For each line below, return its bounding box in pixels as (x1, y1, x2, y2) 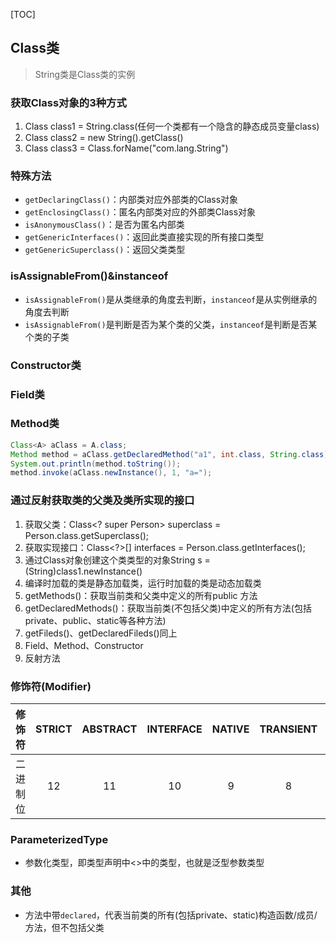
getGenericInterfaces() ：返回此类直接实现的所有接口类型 (24, 231, 265, 243)
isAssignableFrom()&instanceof (10, 269, 169, 283)
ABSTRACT (81, 722, 138, 736)
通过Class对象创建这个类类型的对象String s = (24, 554, 211, 566)
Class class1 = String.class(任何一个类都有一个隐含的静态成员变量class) (24, 120, 320, 133)
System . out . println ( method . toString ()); (10, 459, 182, 469)
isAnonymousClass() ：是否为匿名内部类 (24, 219, 185, 231)
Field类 (10, 387, 45, 401)
